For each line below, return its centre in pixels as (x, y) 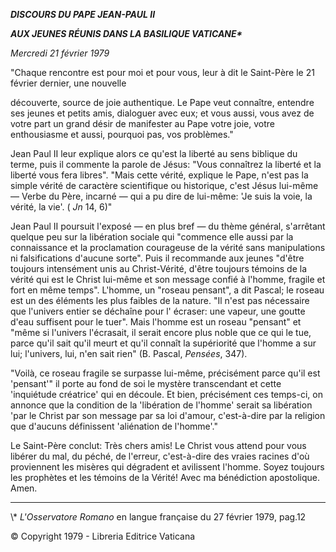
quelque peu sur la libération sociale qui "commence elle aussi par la (152, 237)
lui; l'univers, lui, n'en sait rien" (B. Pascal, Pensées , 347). (129, 353)
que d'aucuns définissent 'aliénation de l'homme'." (114, 426)
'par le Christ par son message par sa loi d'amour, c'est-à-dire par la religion (168, 415)
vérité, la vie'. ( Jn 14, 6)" (61, 207)
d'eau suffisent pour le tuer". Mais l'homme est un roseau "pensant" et (156, 322)
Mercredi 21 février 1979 (60, 53)
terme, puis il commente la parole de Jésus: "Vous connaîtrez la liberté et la (166, 164)
